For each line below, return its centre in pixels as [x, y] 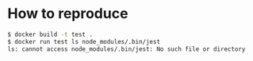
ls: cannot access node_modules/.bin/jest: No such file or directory [126, 49]
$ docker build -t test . [50, 34]
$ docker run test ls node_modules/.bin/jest [84, 41]
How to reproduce [68, 14]
